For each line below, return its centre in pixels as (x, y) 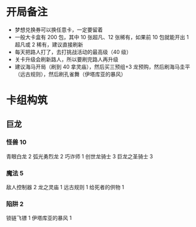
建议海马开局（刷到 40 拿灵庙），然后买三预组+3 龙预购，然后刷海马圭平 (102, 66)
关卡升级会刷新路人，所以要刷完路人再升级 (66, 59)
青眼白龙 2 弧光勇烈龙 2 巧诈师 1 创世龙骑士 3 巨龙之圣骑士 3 (80, 156)
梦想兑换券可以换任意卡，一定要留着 (59, 30)
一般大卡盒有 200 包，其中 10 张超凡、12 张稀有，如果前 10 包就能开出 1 (102, 37)
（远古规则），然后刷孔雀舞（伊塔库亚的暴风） (70, 74)
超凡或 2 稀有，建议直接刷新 (49, 44)
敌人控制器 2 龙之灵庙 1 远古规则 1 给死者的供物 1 (65, 187)
